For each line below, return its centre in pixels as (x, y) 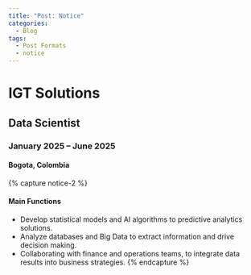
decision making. (48, 245)
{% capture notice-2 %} (48, 183)
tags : (17, 38)
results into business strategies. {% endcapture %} (105, 262)
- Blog (27, 31)
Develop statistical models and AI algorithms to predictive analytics (131, 219)
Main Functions (35, 202)
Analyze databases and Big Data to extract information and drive (127, 236)
